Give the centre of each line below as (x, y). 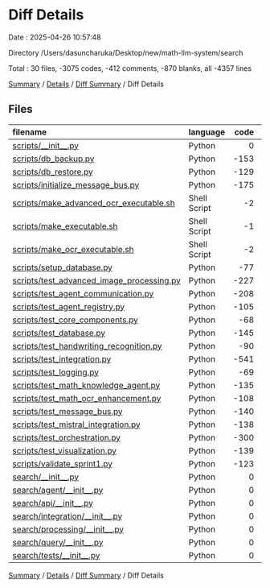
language (207, 132)
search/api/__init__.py (53, 503)
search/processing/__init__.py (68, 529)
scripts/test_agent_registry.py (69, 306)
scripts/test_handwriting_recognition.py (87, 346)
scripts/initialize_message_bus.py (76, 184)
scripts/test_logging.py (55, 372)
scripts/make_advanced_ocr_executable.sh (94, 203)
